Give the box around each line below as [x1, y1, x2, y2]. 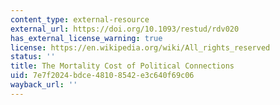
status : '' [10, 52, 56, 62]
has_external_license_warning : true [10, 33, 163, 43]
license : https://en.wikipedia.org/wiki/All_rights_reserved [10, 42, 271, 53]
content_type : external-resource [10, 14, 150, 25]
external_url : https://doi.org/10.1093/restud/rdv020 [10, 24, 240, 34]
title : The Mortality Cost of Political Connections [10, 61, 235, 71]
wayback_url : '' [10, 80, 78, 90]
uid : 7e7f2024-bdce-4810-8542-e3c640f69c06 [10, 71, 195, 81]
